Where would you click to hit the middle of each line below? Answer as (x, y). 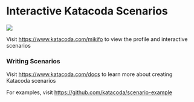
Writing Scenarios (33, 61)
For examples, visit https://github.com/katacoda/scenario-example (89, 92)
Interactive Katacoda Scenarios (87, 11)
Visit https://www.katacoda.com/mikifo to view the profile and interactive (97, 39)
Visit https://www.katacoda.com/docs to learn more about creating (89, 74)
